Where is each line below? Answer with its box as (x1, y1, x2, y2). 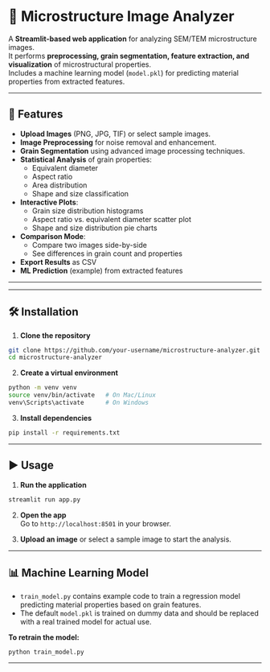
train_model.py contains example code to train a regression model (19, 592, 241, 601)
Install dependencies (19, 413, 92, 423)
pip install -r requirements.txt (8, 428, 121, 437)
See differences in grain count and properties (31, 249, 183, 258)
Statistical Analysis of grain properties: (19, 155, 153, 164)
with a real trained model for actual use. (19, 617, 152, 627)
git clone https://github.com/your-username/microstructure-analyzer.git (8, 346, 261, 354)
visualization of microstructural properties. (8, 60, 151, 69)
